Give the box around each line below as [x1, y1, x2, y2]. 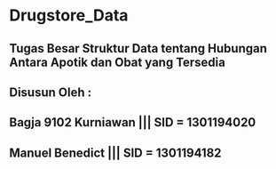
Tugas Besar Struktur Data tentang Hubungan [9, 41, 268, 56]
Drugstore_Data [9, 5, 129, 26]
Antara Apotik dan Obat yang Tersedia [9, 54, 226, 69]
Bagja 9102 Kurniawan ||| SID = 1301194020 [9, 115, 256, 130]
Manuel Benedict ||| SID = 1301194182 [9, 145, 222, 160]
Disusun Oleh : [9, 84, 92, 100]
